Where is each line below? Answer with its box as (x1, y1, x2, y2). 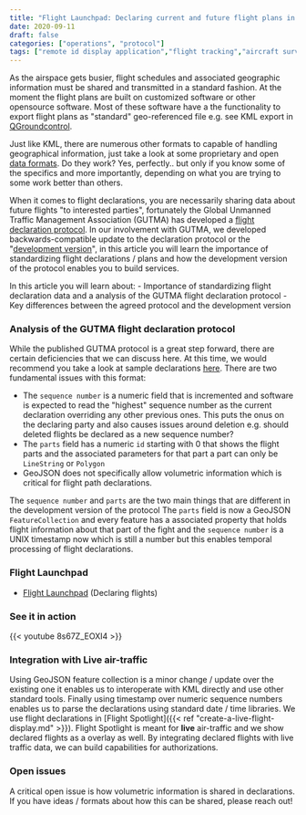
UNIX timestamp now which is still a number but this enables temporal (9, 534, 272, 545)
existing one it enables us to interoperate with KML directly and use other (9, 684, 284, 695)
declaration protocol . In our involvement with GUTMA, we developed (9, 225, 267, 235)
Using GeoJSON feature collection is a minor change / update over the (9, 674, 275, 685)
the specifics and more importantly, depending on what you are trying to (9, 168, 281, 179)
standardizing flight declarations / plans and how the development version (9, 253, 289, 265)
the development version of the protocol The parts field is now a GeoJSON (9, 505, 291, 516)
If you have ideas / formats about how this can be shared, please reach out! (9, 795, 293, 806)
